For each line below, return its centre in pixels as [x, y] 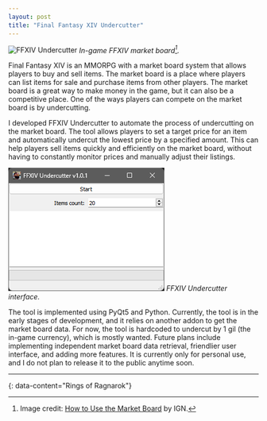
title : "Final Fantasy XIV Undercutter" [76, 25]
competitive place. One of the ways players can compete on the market [125, 99]
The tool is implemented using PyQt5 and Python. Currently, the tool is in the [133, 312]
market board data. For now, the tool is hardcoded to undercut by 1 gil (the [130, 329]
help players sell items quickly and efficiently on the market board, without [130, 149]
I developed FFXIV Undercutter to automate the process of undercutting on [131, 123]
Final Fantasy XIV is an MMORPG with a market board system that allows [127, 66]
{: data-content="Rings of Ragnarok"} [70, 386]
